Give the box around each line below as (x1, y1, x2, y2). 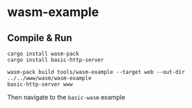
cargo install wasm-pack (7, 50, 79, 57)
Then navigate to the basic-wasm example (7, 93, 125, 101)
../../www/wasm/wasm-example (7, 75, 92, 82)
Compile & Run (7, 32, 72, 44)
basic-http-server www (7, 81, 73, 88)
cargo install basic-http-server (7, 56, 104, 63)
